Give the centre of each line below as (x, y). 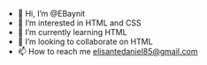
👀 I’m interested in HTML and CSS (79, 23)
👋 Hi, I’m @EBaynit (51, 14)
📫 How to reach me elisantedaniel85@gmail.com (107, 51)
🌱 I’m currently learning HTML (72, 32)
